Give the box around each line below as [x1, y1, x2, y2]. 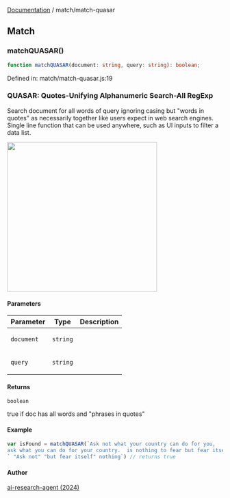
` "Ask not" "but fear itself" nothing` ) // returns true [7, 454, 176, 460]
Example [7, 425, 33, 434]
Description [79, 317, 119, 327]
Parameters [7, 300, 41, 308]
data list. [7, 128, 31, 136]
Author [7, 468, 28, 476]
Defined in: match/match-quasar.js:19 [7, 74, 113, 82]
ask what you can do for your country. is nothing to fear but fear [7, 447, 210, 454]
